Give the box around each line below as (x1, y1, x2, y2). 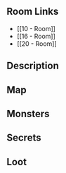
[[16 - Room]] (16, 32, 55, 40)
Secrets (6, 132, 41, 144)
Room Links (6, 6, 59, 18)
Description (6, 60, 59, 72)
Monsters (6, 107, 50, 119)
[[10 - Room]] (16, 24, 55, 32)
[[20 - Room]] (16, 39, 57, 48)
